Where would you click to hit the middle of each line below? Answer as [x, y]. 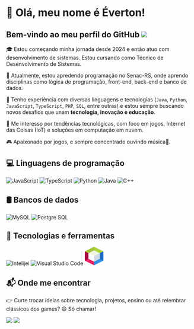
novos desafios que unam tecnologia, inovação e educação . [81, 112]
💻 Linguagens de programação [65, 163]
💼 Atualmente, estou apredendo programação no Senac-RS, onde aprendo [97, 75]
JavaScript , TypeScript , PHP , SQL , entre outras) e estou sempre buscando [95, 106]
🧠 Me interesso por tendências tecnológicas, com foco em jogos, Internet [96, 124]
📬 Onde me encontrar [48, 282]
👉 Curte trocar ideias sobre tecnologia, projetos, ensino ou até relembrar [96, 301]
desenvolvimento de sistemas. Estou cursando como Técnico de [85, 58]
